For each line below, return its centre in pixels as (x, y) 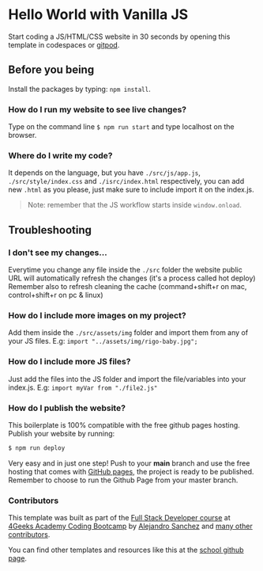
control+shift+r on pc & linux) (56, 295)
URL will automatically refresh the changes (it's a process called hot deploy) (132, 278)
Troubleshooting (50, 230)
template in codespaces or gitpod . (64, 44)
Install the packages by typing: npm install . (80, 89)
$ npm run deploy (37, 448)
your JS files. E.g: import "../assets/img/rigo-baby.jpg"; (103, 341)
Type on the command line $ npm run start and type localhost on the (121, 127)
